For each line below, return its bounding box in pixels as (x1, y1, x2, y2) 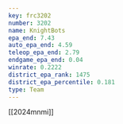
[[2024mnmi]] (8, 107, 54, 117)
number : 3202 (8, 19, 52, 27)
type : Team (8, 85, 44, 94)
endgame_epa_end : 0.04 (8, 56, 83, 64)
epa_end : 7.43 (8, 33, 56, 42)
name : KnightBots (8, 26, 66, 34)
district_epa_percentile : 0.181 (8, 78, 115, 86)
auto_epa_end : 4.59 (8, 41, 73, 49)
